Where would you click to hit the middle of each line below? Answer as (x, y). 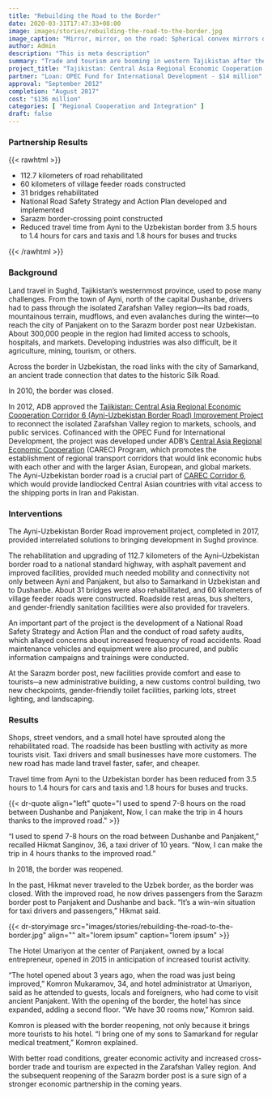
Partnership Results (48, 142)
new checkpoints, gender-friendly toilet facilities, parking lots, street (122, 690)
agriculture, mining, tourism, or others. (72, 350)
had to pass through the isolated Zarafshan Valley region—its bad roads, (129, 307)
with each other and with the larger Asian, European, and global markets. (130, 466)
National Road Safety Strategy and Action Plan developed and (123, 201)
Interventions (36, 513)
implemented (42, 210)
